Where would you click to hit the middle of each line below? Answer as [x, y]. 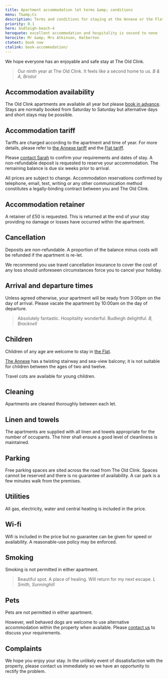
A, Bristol [27, 76]
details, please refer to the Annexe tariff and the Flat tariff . [65, 148]
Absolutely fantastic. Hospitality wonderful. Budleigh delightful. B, [85, 318]
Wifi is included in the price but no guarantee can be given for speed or [79, 536]
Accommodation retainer [45, 204]
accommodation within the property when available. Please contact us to [80, 627]
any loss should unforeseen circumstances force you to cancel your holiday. [84, 270]
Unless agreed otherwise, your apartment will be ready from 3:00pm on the [83, 298]
